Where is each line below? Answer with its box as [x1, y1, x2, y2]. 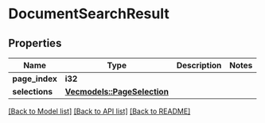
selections [12, 86, 53, 97]
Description [176, 60, 222, 71]
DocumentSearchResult [8, 5, 170, 23]
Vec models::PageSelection [64, 86, 170, 97]
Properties [8, 37, 62, 50]
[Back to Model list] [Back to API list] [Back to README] [8, 106, 191, 116]
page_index [12, 73, 57, 84]
